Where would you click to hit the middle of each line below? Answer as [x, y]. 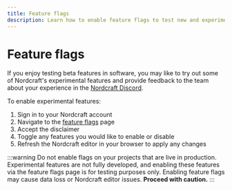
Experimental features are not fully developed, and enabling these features [113, 165]
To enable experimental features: [54, 102]
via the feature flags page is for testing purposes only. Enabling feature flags [116, 172]
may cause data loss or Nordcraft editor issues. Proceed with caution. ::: [111, 180]
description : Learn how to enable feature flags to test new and [103, 20]
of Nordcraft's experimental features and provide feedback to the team [108, 81]
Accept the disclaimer [48, 129]
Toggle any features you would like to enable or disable [96, 137]
